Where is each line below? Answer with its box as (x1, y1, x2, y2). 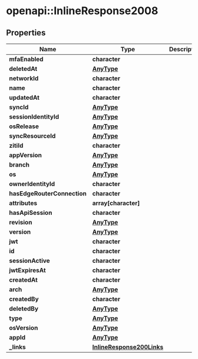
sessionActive (9, 257, 50, 265)
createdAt (9, 276, 38, 284)
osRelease (9, 122, 39, 130)
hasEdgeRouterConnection (9, 190, 87, 197)
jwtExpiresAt (9, 266, 46, 274)
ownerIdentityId (9, 180, 55, 188)
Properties (6, 28, 46, 38)
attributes (9, 199, 37, 207)
